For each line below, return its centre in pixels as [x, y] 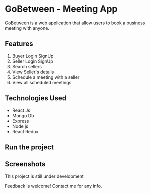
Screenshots [25, 164]
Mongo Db [23, 115]
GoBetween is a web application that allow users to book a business [75, 23]
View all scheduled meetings [42, 82]
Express [21, 121]
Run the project [29, 147]
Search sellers [27, 66]
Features [19, 44]
